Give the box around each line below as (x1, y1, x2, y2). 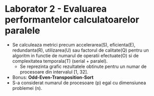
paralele (5, 25, 40, 36)
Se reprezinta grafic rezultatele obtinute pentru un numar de (19, 63, 147, 69)
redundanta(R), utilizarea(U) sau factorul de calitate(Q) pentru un (12, 47, 149, 53)
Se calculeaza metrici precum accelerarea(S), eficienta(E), (12, 41, 136, 47)
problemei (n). (12, 85, 42, 91)
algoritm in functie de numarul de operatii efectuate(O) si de (12, 52, 139, 59)
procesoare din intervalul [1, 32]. (19, 68, 89, 75)
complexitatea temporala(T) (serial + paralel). (12, 58, 108, 64)
